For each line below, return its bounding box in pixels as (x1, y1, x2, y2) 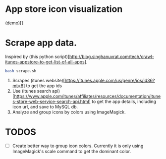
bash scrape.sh (5, 68, 37, 73)
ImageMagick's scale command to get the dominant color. (12, 148, 131, 154)
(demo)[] (5, 20, 23, 26)
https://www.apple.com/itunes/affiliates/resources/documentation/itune (14, 93, 161, 99)
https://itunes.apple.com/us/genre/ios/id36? (64, 77, 155, 83)
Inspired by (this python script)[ (5, 53, 70, 59)
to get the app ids (26, 83, 62, 89)
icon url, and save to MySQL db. (12, 104, 78, 109)
